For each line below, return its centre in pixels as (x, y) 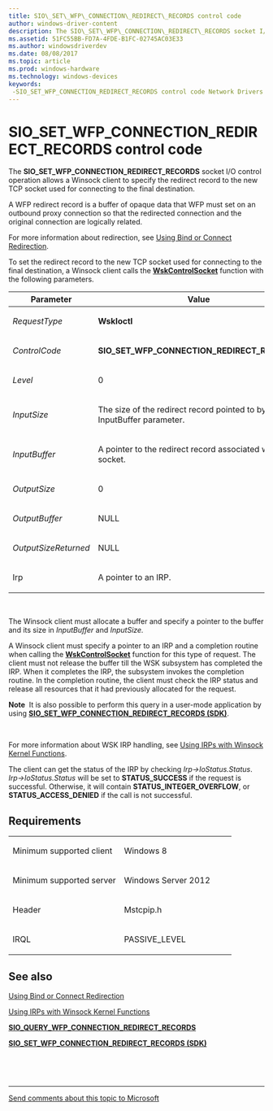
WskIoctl (115, 321)
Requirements (45, 821)
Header (27, 910)
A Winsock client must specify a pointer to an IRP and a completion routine (133, 646)
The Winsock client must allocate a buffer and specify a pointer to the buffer (136, 621)
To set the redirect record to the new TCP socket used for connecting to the (135, 262)
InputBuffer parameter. (141, 420)
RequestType (38, 321)
